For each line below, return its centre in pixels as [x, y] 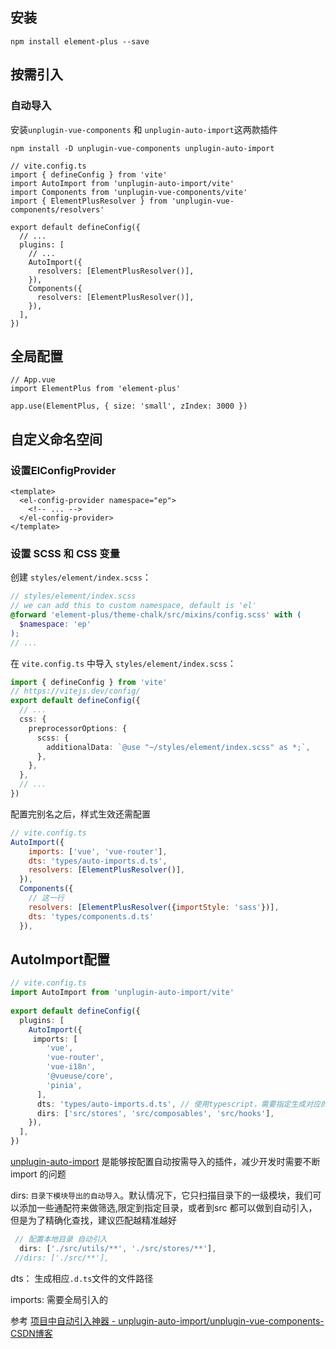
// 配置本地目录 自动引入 [61, 1239]
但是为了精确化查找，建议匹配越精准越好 [93, 1220]
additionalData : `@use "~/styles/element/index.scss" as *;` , [178, 747]
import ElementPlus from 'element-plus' [96, 389]
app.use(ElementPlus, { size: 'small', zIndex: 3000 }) [129, 406]
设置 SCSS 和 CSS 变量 [65, 553]
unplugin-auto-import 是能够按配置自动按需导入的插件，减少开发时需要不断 [165, 1162]
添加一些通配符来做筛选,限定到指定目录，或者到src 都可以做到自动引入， [168, 1208]
